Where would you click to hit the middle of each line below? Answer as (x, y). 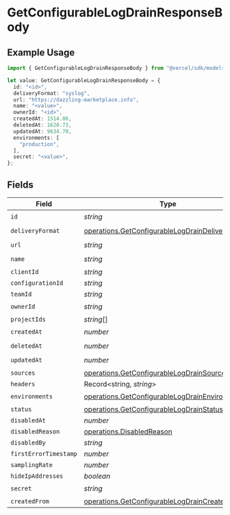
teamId (21, 294)
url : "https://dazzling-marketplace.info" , (76, 100)
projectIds (28, 319)
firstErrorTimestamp (44, 454)
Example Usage (41, 52)
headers (23, 384)
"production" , (39, 144)
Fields (21, 185)
